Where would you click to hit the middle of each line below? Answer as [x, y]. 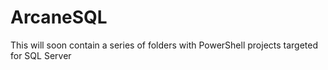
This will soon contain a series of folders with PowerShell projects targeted [164, 45]
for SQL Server [41, 55]
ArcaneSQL [59, 17]
